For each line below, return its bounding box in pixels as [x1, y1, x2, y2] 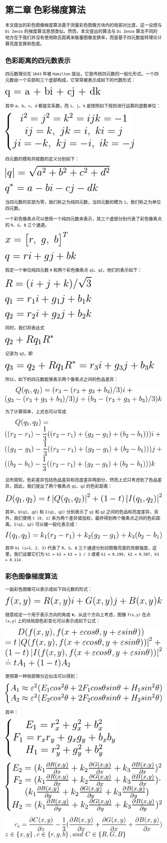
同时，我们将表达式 [5, 324, 45, 330]
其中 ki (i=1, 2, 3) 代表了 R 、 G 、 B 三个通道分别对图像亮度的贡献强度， [5, 544, 153, 550]
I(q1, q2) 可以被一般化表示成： [14, 521, 79, 527]
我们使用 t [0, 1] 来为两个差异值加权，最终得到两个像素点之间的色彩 [13, 515, 157, 521]
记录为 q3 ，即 [5, 350, 33, 356]
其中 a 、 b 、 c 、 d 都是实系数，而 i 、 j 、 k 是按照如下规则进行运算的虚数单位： [5, 102, 161, 108]
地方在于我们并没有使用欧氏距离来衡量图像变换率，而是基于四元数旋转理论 [5, 34, 158, 40]
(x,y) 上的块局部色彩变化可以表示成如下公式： [5, 617, 100, 623]
